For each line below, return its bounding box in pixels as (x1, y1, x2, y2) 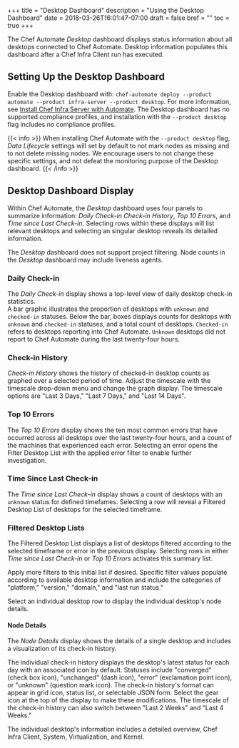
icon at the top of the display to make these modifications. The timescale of (7, 696, 230, 705)
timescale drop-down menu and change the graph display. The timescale (7, 384, 223, 393)
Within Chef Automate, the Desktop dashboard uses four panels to (7, 203, 203, 212)
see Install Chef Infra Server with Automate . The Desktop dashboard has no (7, 105, 230, 113)
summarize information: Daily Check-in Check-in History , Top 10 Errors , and (7, 211, 230, 220)
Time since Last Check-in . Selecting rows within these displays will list (7, 219, 215, 227)
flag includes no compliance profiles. (7, 120, 116, 128)
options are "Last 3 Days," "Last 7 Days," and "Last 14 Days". (7, 391, 186, 400)
